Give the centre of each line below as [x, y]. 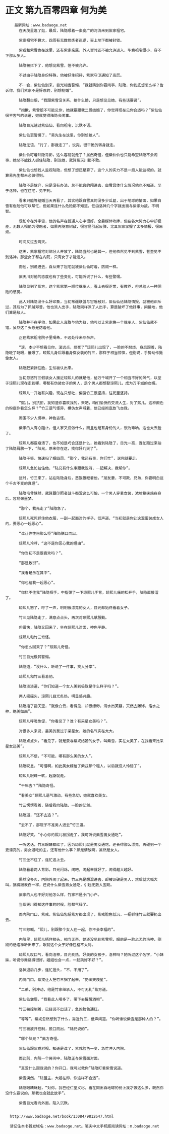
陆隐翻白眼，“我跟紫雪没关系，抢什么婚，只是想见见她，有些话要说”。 [81, 100]
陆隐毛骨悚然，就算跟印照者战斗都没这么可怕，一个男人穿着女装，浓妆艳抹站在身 [90, 493]
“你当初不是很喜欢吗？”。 [42, 553]
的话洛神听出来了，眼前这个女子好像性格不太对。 [52, 945]
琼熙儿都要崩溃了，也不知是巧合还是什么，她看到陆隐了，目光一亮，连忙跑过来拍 [90, 443]
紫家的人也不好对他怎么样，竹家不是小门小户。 [60, 895]
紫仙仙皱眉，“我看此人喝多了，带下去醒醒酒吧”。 [62, 999]
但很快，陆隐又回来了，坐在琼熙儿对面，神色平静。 [64, 627]
